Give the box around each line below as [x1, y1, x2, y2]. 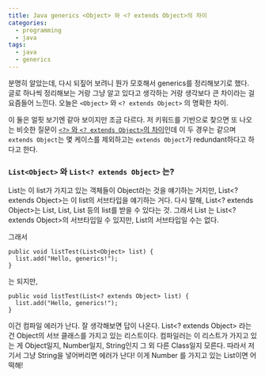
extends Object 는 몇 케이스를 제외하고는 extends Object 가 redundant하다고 [8, 134, 247, 144]
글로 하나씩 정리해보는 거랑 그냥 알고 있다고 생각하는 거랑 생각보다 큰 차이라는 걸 [8, 88, 256, 97]
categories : [8, 19, 47, 27]
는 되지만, [8, 277, 38, 286]
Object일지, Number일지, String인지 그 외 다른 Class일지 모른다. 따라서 [25, 341, 247, 350]
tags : [8, 41, 26, 49]
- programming [15, 26, 62, 34]
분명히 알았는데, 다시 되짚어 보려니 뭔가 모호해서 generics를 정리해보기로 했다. [8, 78, 250, 88]
